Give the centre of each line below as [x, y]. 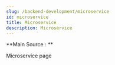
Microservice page [29, 56]
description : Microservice [39, 28]
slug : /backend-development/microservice [58, 11]
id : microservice [27, 17]
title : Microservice [32, 22]
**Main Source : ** [29, 45]
